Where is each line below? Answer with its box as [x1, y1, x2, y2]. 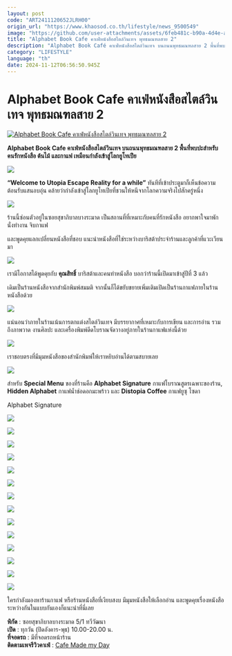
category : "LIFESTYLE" [7, 49, 72, 56]
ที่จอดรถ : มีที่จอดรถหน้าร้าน [7, 632, 71, 641]
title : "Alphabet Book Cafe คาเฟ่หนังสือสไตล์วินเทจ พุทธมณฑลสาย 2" [7, 36, 177, 43]
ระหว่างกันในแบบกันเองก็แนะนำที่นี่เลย [7, 603, 95, 612]
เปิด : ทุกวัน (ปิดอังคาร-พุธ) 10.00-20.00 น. [7, 625, 113, 633]
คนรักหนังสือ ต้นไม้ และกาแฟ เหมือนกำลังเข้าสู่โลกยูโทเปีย [7, 152, 137, 160]
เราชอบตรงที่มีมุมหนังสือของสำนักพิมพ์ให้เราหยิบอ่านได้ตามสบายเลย [7, 352, 159, 361]
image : [7, 29, 26, 37]
